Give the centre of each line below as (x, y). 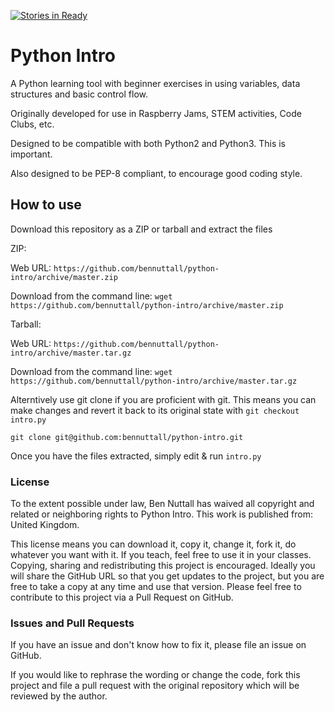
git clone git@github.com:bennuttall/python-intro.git (127, 437)
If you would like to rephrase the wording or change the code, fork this (155, 675)
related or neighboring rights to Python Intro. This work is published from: (162, 514)
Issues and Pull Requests (72, 623)
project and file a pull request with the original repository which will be (155, 686)
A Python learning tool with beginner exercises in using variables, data (155, 83)
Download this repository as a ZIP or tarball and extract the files (141, 229)
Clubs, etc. (32, 124)
